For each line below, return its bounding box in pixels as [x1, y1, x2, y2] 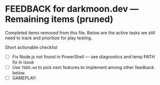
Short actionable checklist [5, 44, 58, 50]
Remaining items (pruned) [5, 14, 114, 25]
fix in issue [12, 59, 34, 65]
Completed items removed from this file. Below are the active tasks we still [5, 30, 156, 35]
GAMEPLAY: [12, 75, 37, 81]
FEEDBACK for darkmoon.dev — [5, 3, 139, 15]
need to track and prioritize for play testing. [5, 35, 92, 41]
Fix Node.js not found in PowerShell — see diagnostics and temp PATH [12, 53, 155, 59]
